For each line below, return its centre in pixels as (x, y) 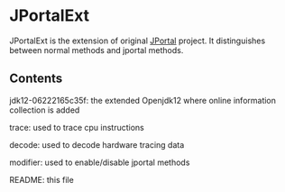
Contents (36, 79)
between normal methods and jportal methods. (97, 50)
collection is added (45, 110)
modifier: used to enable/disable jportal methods (100, 162)
